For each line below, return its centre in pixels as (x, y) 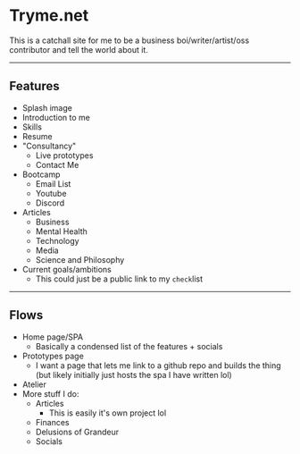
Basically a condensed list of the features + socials (129, 346)
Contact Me (57, 164)
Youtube (51, 193)
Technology (57, 240)
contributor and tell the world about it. (79, 49)
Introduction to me (56, 117)
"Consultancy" (49, 146)
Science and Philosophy (80, 259)
